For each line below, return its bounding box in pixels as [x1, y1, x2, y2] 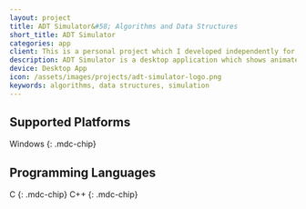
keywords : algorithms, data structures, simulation [9, 81, 209, 90]
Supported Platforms [9, 114, 131, 130]
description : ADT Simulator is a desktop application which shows [9, 55, 267, 65]
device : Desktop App [9, 65, 88, 74]
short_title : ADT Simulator [9, 30, 117, 39]
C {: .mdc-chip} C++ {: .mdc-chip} [9, 189, 138, 200]
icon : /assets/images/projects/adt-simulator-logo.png [9, 73, 222, 82]
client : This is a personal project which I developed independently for [9, 47, 296, 56]
